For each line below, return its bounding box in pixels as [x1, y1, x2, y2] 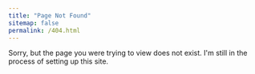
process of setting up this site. [8, 56, 109, 66]
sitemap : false [8, 19, 59, 27]
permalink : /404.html [8, 26, 81, 34]
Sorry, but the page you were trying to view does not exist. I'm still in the [8, 49, 248, 58]
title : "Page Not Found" [8, 11, 91, 20]
